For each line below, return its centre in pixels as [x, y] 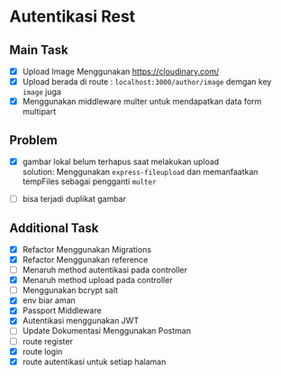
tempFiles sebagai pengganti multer [89, 181]
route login [42, 351]
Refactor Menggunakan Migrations [86, 249]
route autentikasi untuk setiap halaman [94, 362]
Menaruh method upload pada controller [97, 280]
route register [48, 341]
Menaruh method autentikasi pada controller [104, 270]
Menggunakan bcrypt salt [70, 290]
